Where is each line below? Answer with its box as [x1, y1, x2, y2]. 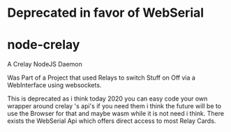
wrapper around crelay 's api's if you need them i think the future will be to [7, 102, 222, 110]
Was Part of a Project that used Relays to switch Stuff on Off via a [7, 73, 195, 82]
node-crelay [7, 37, 80, 53]
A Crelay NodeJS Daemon [7, 60, 82, 68]
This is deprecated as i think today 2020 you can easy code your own [7, 94, 208, 103]
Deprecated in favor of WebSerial [7, 5, 204, 21]
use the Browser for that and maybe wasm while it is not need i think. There [7, 110, 225, 118]
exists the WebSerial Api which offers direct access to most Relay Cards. [7, 117, 216, 125]
